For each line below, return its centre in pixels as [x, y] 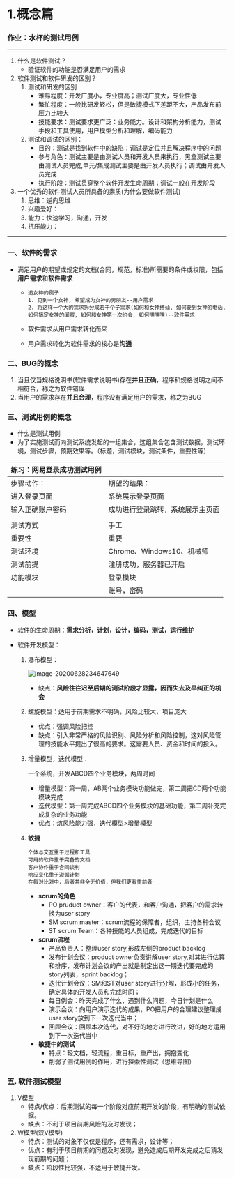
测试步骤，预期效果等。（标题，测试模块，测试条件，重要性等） [120, 451]
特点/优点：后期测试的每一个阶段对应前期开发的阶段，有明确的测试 [123, 1106]
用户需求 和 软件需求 [45, 278]
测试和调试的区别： [55, 139]
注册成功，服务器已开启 [147, 564]
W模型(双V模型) [40, 1132]
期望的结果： [130, 483]
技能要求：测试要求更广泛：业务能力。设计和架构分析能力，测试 [130, 122]
